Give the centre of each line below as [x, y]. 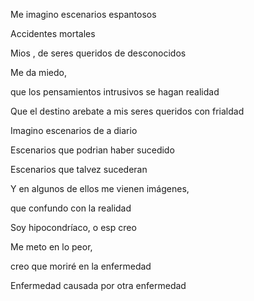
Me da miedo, [38, 72]
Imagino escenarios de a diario [74, 130]
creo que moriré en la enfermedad [81, 266]
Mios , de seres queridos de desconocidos [98, 53]
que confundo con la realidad [71, 208]
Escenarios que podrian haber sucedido [92, 150]
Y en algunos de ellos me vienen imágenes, [100, 188]
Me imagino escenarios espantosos [83, 14]
